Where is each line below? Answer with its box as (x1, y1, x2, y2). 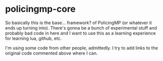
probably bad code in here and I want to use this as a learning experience (5, 30, 156, 36)
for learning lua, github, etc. (5, 35, 62, 41)
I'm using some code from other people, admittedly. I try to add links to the (5, 45, 158, 51)
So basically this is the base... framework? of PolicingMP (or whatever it (5, 20, 152, 26)
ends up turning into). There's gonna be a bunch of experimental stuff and (5, 25, 158, 30)
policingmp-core (5, 3, 76, 15)
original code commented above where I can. (5, 50, 98, 56)
